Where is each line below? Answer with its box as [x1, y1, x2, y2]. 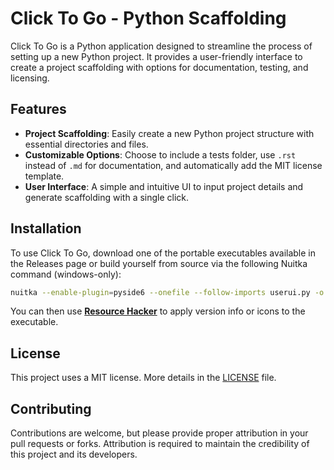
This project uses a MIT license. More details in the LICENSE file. [10, 372, 277, 384]
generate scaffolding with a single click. [24, 191, 190, 203]
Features [10, 101, 67, 118]
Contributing [10, 400, 92, 417]
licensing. [10, 72, 50, 84]
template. [24, 170, 65, 182]
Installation [10, 220, 82, 237]
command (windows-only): [10, 268, 122, 280]
